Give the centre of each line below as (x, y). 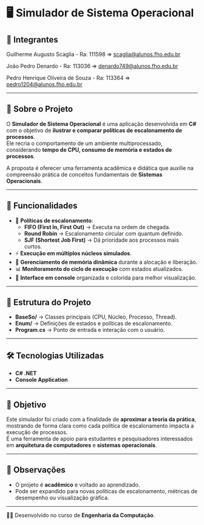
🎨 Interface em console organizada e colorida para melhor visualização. (106, 277)
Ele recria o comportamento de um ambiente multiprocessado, (84, 143)
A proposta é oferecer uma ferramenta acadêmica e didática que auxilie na (100, 168)
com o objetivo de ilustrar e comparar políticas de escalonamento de (94, 130)
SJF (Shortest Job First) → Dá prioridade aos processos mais (101, 240)
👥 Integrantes (32, 39)
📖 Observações (36, 470)
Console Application (41, 380)
